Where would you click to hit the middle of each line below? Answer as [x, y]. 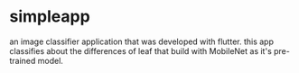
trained [23, 60]
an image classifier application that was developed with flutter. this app [141, 41]
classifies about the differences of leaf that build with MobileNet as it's [141, 50]
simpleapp [50, 17]
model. [50, 60]
